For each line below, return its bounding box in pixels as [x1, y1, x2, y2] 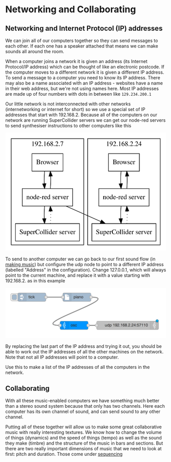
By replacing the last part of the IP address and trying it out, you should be [5, 343, 162, 349]
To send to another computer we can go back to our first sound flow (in [5, 256, 156, 262]
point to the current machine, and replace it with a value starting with [5, 272, 151, 278]
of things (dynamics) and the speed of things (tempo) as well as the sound [5, 435, 162, 441]
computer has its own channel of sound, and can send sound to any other [5, 408, 161, 415]
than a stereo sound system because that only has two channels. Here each [5, 403, 165, 409]
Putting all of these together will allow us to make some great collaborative [5, 424, 162, 430]
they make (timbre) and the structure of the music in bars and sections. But [5, 440, 163, 446]
